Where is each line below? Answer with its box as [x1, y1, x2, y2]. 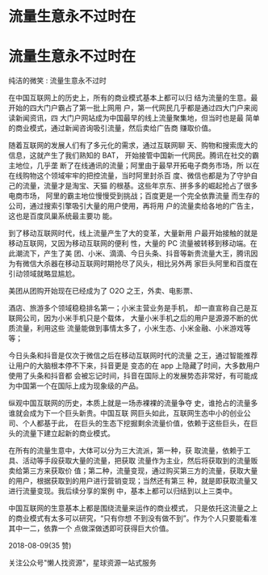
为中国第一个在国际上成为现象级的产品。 [8, 381, 143, 391]
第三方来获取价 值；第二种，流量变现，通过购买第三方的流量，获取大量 [22, 466, 258, 476]
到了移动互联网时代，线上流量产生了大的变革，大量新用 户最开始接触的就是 [8, 228, 258, 239]
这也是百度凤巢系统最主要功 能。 [8, 211, 117, 221]
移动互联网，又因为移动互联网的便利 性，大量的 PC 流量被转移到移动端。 [8, 239, 250, 248]
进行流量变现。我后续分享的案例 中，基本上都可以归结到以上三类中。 [8, 486, 237, 496]
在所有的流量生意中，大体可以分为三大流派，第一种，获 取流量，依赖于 [8, 446, 244, 455]
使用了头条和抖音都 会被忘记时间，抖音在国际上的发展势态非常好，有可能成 [8, 371, 258, 381]
